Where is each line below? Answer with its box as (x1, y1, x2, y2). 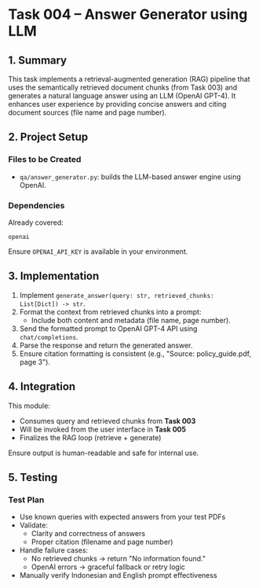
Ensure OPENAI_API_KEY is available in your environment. (8, 246, 188, 256)
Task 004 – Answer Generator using (8, 6, 248, 24)
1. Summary (8, 53, 67, 67)
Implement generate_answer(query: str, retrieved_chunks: (19, 290, 214, 300)
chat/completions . (19, 332, 78, 341)
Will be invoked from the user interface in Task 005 (19, 424, 187, 434)
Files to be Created (8, 154, 82, 165)
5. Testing (8, 471, 58, 484)
